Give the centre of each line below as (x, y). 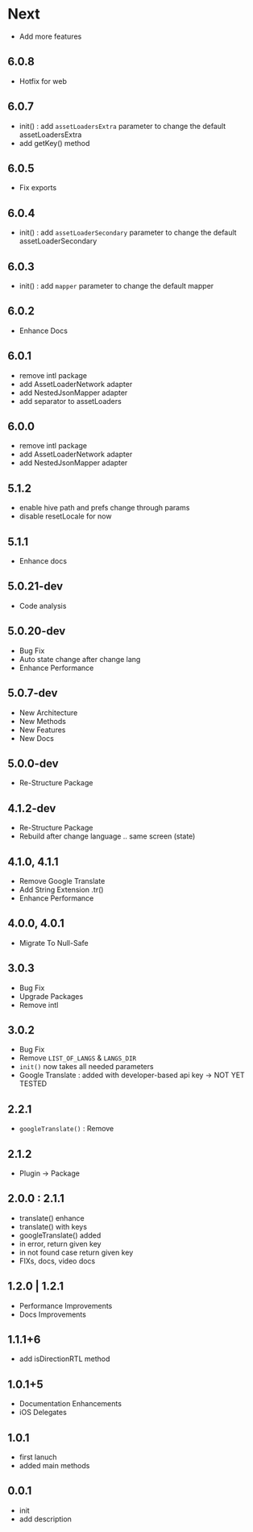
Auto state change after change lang (80, 659)
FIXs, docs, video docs (57, 1261)
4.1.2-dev (32, 808)
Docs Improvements (52, 1314)
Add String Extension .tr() (61, 889)
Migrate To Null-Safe (54, 943)
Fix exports (38, 188)
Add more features (50, 36)
